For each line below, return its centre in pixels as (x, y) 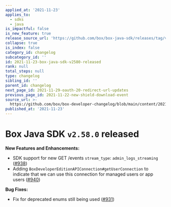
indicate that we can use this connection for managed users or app (83, 174)
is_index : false (22, 48)
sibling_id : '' (21, 81)
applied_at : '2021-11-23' (33, 10)
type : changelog (22, 76)
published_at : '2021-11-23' (35, 109)
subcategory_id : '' (26, 57)
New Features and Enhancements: (42, 148)
